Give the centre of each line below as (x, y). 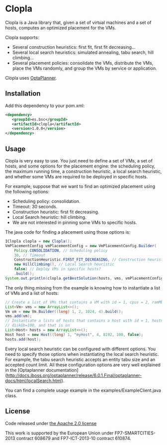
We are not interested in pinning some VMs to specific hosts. (75, 222)
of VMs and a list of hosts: (32, 293)
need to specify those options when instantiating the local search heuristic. (82, 354)
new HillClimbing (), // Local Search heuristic (64, 265)
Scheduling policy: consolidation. (46, 201)
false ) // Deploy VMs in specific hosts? (57, 269)
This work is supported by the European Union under (59, 433)
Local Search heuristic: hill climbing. (49, 217)
